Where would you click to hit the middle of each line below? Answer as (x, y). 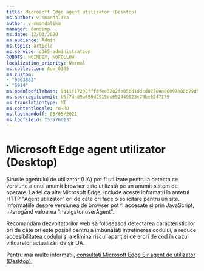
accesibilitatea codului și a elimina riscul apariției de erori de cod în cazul (98, 237)
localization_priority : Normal (46, 63)
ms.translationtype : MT (36, 102)
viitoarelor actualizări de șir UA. (46, 243)
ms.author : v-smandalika (38, 18)
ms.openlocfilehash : (32, 91)
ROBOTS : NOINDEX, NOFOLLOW (40, 57)
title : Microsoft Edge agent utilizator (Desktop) (72, 12)
